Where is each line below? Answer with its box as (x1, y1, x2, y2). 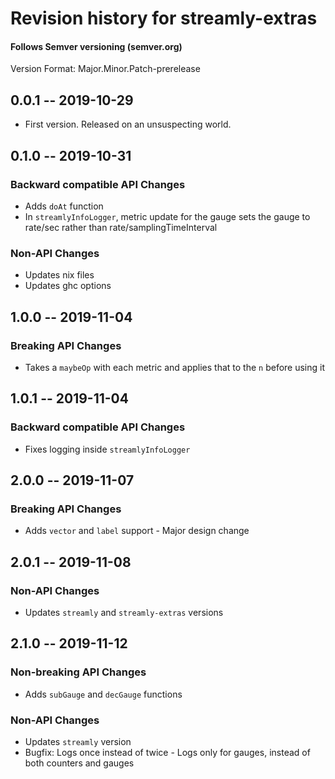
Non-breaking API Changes (10, 665, 147, 679)
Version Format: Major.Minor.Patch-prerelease (10, 63, 201, 75)
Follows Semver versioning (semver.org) (10, 40, 183, 52)
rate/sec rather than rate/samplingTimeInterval (24, 221, 218, 233)
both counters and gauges (24, 757, 135, 769)
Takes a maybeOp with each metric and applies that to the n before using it (24, 361, 326, 373)
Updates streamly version (24, 735, 132, 747)
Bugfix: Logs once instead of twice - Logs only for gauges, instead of (24, 746, 311, 758)
